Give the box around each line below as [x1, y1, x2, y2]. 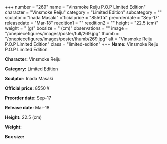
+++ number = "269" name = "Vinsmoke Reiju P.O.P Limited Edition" [5, 4, 146, 10]
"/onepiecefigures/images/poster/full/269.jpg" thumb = [5, 31, 119, 36]
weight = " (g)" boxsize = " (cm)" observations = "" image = [5, 25, 128, 31]
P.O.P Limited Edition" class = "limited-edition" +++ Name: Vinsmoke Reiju [5, 41, 159, 47]
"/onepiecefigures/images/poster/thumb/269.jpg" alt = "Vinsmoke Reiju [5, 36, 153, 42]
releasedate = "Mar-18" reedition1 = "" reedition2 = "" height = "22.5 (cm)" [5, 20, 159, 26]
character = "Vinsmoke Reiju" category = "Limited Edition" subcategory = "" [5, 9, 162, 15]
